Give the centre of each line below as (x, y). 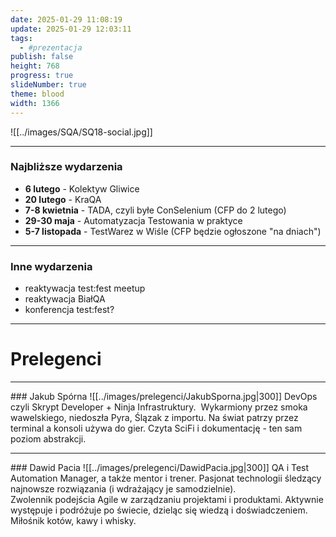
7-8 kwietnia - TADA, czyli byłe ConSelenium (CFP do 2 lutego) (155, 210)
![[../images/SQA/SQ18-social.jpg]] (81, 132)
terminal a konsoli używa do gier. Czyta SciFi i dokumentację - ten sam (156, 428)
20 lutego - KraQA (63, 199)
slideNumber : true (48, 85)
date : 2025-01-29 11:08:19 (66, 19)
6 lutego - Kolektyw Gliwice (82, 188)
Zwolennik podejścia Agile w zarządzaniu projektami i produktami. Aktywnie (167, 500)
